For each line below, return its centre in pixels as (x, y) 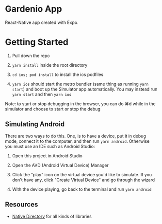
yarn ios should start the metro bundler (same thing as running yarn (80, 84)
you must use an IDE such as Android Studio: (50, 146)
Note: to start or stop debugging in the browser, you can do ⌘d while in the (81, 104)
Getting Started (37, 42)
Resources (22, 205)
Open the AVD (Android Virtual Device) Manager (60, 165)
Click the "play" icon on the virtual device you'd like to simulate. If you (82, 174)
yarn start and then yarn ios (42, 94)
